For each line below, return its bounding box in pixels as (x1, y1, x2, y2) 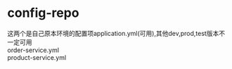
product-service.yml (7, 53, 67, 61)
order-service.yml (7, 46, 60, 54)
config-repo (7, 5, 79, 21)
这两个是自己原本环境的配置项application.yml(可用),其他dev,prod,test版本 (7, 29, 219, 37)
